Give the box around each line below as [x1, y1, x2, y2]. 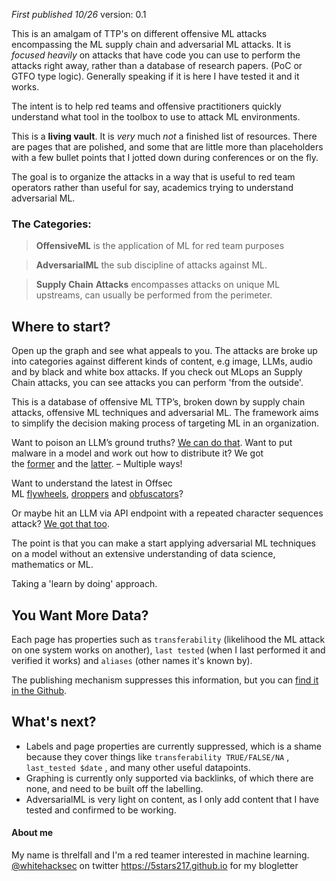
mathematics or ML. [11, 559, 94, 571]
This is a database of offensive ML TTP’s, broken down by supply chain [11, 396, 306, 408]
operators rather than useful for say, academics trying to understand [11, 182, 294, 193]
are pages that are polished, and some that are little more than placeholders [11, 141, 324, 153]
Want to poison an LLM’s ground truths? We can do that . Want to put [11, 437, 293, 449]
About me [11, 827, 54, 839]
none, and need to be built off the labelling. [25, 782, 204, 794]
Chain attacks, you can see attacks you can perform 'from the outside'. [11, 377, 304, 389]
